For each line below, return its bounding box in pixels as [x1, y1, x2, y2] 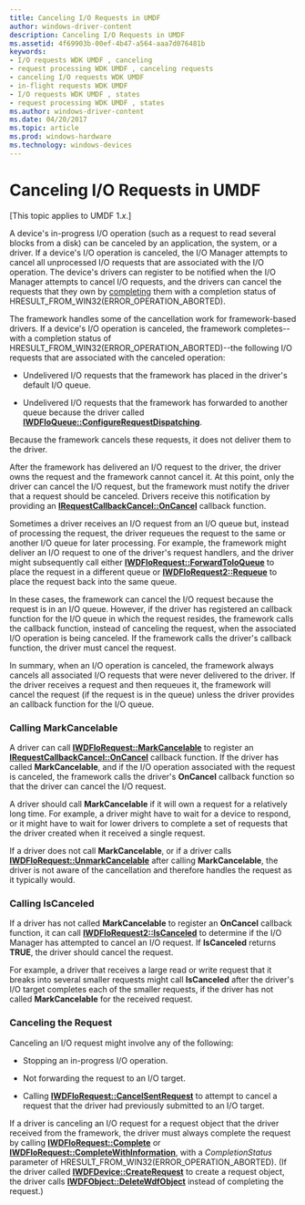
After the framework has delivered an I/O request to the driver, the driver [9, 462, 281, 473]
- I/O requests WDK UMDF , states [9, 89, 141, 99]
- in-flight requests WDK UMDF [9, 81, 128, 90]
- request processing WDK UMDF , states [9, 98, 166, 108]
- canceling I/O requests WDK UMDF [9, 73, 145, 82]
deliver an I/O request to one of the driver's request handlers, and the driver [9, 546, 294, 557]
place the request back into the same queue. [9, 576, 178, 587]
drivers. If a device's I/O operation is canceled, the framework [9, 323, 242, 334]
